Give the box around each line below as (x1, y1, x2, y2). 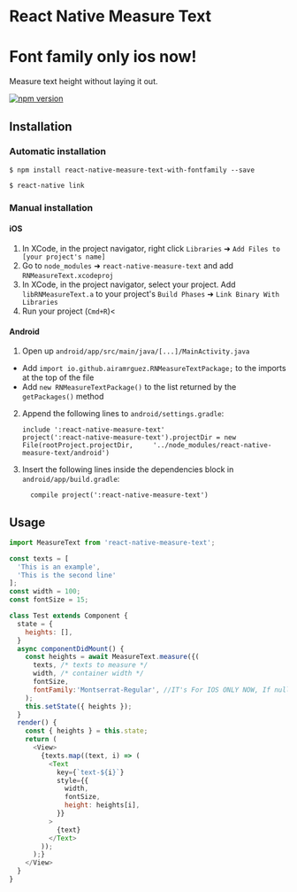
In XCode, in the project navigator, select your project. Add (21, 279, 236, 290)
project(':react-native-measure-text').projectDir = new (21, 433, 237, 442)
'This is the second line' (17, 570, 117, 579)
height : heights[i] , (65, 801, 141, 810)
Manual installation (9, 201, 94, 213)
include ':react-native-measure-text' (21, 425, 165, 435)
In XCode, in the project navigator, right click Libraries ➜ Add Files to (21, 243, 281, 253)
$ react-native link (9, 181, 86, 190)
